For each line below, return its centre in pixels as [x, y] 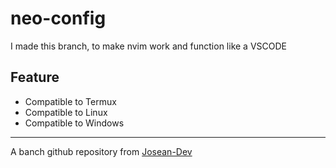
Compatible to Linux [66, 112]
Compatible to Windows [74, 123]
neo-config [58, 18]
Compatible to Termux [70, 101]
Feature [35, 77]
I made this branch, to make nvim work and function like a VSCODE [148, 46]
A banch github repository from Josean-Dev [101, 151]
